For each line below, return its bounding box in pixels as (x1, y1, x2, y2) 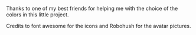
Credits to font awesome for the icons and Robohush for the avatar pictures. (6, 23, 191, 29)
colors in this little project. (6, 11, 69, 18)
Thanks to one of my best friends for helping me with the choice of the (6, 5, 178, 12)
